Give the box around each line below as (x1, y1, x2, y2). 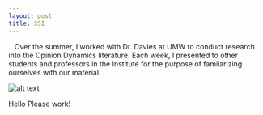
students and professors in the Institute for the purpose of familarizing (8, 58, 243, 69)
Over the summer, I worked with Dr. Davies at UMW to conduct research (14, 41, 255, 51)
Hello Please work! (8, 99, 71, 109)
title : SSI (8, 19, 45, 28)
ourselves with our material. (8, 67, 101, 77)
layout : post (8, 11, 53, 20)
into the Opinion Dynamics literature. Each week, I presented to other (8, 50, 239, 60)
